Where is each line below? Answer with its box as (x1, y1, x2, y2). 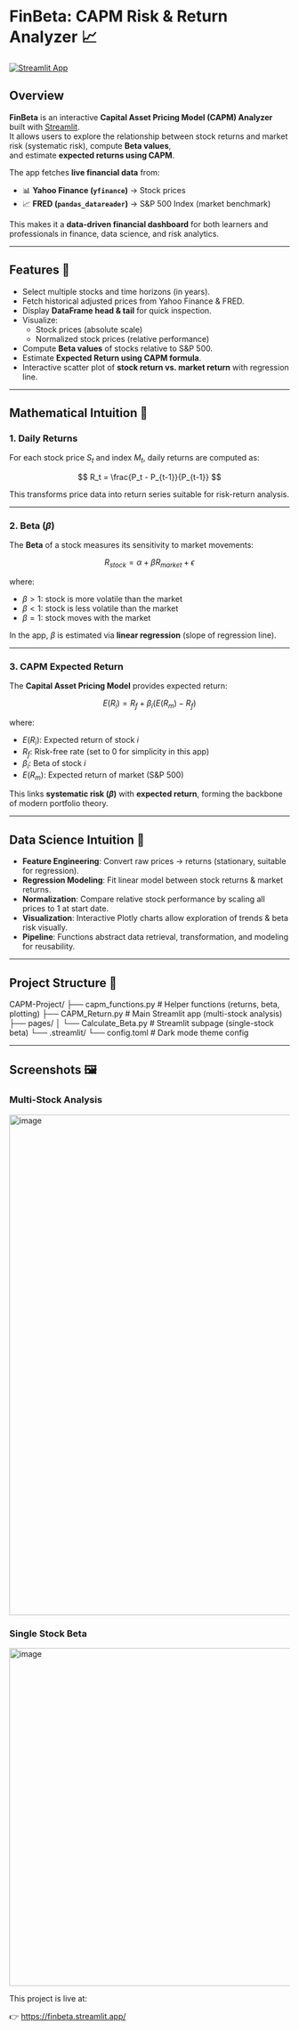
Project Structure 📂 (9, 975, 117, 991)
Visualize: (21, 314, 58, 325)
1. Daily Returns (9, 432, 78, 444)
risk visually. (21, 922, 69, 933)
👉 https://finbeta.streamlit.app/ (9, 2011, 126, 2022)
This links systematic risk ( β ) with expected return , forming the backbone (9, 788, 283, 799)
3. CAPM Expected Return (9, 661, 124, 673)
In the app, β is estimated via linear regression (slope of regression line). (9, 630, 278, 640)
